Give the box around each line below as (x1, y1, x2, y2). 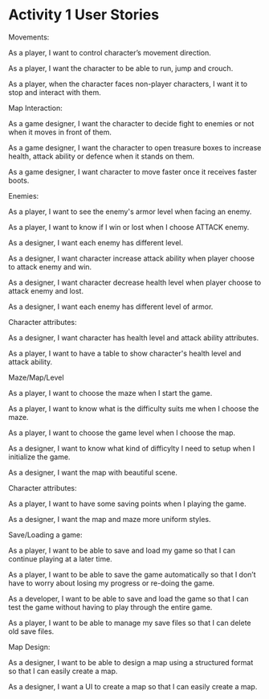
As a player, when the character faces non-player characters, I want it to (8, 79, 247, 88)
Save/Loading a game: (8, 529, 83, 540)
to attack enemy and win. (8, 261, 92, 271)
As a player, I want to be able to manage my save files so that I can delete (8, 618, 251, 627)
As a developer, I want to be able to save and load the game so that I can (8, 594, 249, 603)
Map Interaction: (8, 103, 63, 113)
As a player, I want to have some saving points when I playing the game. (8, 499, 247, 508)
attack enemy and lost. (8, 286, 84, 295)
